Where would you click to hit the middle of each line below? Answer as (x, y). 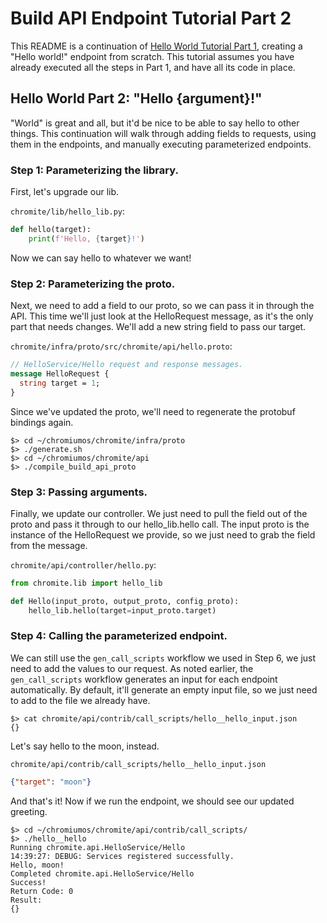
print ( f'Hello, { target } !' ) (86, 238)
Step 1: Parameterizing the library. (94, 170)
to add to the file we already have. (80, 700)
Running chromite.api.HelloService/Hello (98, 847)
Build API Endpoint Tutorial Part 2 (151, 18)
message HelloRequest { (60, 373)
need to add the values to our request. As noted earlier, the (132, 668)
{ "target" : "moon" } (51, 782)
